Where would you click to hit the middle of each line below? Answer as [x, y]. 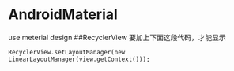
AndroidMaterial [63, 15]
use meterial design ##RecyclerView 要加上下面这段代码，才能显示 [117, 37]
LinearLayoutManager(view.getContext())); [79, 59]
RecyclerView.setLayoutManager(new [67, 52]
